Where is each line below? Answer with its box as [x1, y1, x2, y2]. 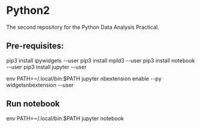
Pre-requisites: [6, 41, 64, 51]
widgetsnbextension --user [6, 81, 74, 88]
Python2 [6, 4, 50, 17]
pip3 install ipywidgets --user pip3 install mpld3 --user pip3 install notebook [6, 56, 196, 64]
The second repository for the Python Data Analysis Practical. [6, 23, 159, 31]
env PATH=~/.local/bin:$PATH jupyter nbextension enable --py [6, 75, 162, 82]
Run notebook [6, 99, 60, 109]
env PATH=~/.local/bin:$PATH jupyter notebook [6, 115, 125, 122]
